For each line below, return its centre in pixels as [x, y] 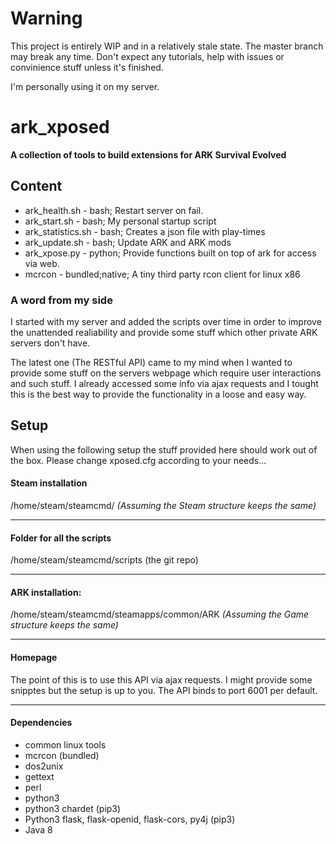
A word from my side [61, 300]
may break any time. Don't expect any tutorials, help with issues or [147, 56]
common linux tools [65, 744]
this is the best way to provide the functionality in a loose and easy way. [158, 394]
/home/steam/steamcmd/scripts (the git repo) [104, 560]
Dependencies [41, 723]
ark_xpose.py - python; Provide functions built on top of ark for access [170, 253]
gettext [39, 776]
